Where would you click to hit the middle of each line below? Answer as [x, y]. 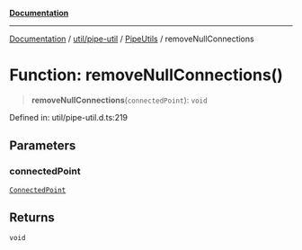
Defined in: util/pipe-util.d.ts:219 [69, 117]
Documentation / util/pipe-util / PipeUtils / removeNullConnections [132, 39]
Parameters [43, 146]
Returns [32, 218]
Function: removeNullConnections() [146, 75]
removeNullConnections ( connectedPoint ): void [120, 100]
